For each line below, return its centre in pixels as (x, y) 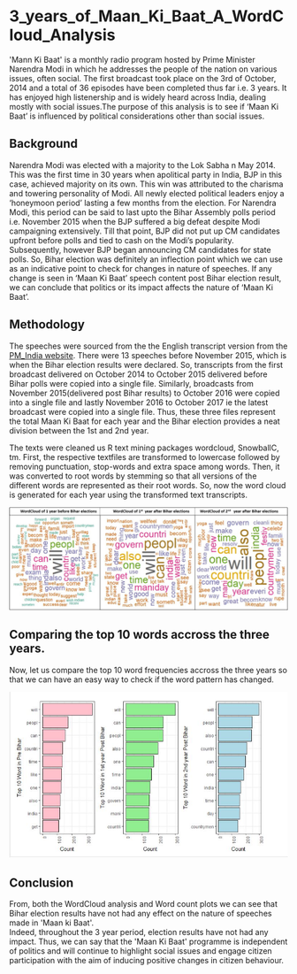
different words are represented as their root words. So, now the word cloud (148, 485)
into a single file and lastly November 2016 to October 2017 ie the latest (139, 402)
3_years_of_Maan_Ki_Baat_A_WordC (147, 16)
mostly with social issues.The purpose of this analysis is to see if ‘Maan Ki (144, 106)
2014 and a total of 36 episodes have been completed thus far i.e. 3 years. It (148, 88)
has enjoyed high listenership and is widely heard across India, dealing (138, 97)
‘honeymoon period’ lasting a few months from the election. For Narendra (143, 203)
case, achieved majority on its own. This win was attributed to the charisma (146, 184)
